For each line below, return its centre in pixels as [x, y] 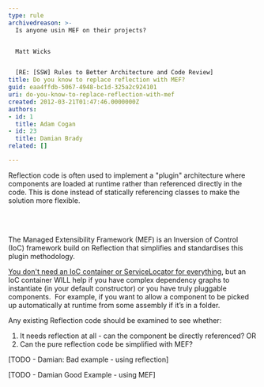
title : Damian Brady [49, 139]
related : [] [28, 146]
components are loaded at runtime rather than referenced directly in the [125, 183]
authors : [23, 109]
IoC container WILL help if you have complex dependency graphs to [119, 280]
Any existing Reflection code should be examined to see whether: [115, 320]
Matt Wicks [33, 51]
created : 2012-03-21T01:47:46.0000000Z [74, 102]
